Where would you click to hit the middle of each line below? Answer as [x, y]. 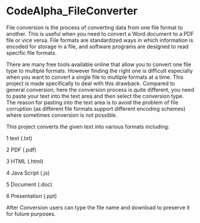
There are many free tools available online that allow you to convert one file [99, 64]
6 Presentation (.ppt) [32, 196]
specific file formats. [31, 52]
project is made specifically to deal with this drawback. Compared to [90, 83]
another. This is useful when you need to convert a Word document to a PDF [100, 33]
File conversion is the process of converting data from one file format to [95, 27]
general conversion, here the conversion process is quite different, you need [100, 89]
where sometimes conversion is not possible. [62, 115]
